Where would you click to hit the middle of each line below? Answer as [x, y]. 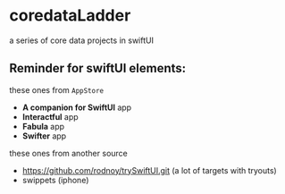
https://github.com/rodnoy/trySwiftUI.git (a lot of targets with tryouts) [149, 170]
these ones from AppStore [57, 89]
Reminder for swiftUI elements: [98, 68]
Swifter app [44, 136]
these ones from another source [68, 153]
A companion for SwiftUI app [77, 107]
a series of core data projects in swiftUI [82, 40]
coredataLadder [70, 16]
